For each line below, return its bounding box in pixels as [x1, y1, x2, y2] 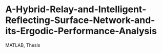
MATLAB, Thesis [5, 42, 40, 48]
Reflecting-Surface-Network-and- [5, 14, 155, 26]
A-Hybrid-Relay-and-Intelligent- [5, 4, 147, 15]
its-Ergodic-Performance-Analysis [5, 25, 157, 37]
